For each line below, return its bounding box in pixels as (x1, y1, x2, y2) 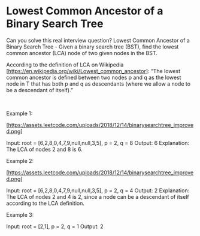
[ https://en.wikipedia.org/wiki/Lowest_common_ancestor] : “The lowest (6, 67, 181, 74)
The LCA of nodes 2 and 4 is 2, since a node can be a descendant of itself (6, 193, 190, 200)
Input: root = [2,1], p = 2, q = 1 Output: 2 (6, 223, 104, 230)
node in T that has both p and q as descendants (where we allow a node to (6, 80, 190, 87)
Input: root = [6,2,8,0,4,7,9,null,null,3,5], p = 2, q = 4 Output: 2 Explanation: (6, 187, 190, 194)
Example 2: (6, 157, 34, 164)
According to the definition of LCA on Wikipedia (6, 61, 124, 68)
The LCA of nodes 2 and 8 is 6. (6, 146, 83, 153)
